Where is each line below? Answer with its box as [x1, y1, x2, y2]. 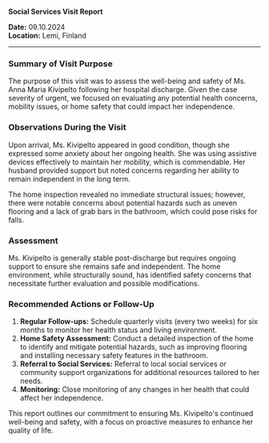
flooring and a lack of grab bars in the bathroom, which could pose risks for [8, 206, 258, 216]
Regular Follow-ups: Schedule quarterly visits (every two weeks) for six [19, 317, 259, 326]
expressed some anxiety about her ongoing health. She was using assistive [8, 148, 257, 158]
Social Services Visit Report [8, 7, 103, 16]
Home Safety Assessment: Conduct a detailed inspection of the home [19, 333, 254, 343]
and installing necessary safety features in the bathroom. [19, 351, 208, 361]
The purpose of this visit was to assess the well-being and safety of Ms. [8, 76, 247, 86]
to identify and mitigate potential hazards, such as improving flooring [19, 342, 247, 352]
